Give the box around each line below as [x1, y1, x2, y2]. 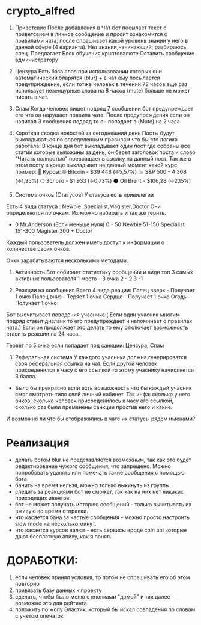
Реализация [6, 436, 70, 450]
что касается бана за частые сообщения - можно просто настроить [14, 513, 190, 521]
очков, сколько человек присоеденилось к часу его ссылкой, [14, 397, 174, 404]
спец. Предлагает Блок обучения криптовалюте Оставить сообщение [14, 49, 195, 57]
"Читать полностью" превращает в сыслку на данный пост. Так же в [14, 155, 191, 162]
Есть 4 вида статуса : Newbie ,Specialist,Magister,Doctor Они [6, 203, 161, 210]
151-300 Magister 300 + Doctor [14, 227, 93, 234]
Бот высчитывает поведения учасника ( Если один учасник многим [6, 311, 180, 318]
